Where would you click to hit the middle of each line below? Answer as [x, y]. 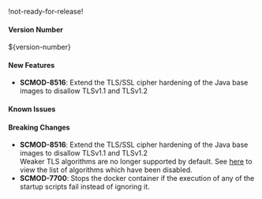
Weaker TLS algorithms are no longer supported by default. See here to [136, 162]
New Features [32, 65]
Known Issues [32, 109]
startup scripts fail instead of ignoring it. [84, 187]
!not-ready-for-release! [46, 11]
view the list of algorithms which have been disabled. [106, 170]
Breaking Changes [39, 127]
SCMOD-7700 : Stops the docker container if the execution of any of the [137, 178]
